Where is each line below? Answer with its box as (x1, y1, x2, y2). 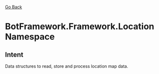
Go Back (5, 4, 22, 10)
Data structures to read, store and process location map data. (5, 63, 128, 69)
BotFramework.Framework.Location (5, 21, 155, 32)
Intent (5, 50, 23, 59)
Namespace (5, 31, 55, 43)
